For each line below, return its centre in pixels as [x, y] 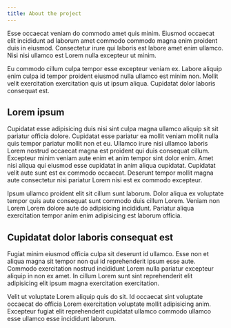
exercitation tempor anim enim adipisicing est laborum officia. [95, 215]
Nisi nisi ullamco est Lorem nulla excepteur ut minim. [82, 55]
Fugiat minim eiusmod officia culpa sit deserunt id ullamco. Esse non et [108, 254]
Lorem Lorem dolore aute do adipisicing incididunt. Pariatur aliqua [101, 209]
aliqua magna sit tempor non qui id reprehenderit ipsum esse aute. [101, 261]
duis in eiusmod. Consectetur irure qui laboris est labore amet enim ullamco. [115, 48]
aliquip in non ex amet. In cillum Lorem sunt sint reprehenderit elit [100, 276]
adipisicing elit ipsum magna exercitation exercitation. [83, 283]
